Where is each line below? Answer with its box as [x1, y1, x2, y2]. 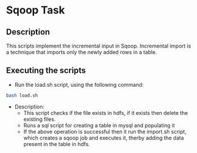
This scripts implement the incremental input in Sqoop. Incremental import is [6, 42, 191, 49]
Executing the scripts [6, 66, 86, 76]
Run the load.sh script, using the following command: [14, 81, 144, 88]
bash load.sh [6, 92, 38, 98]
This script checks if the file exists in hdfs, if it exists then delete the [23, 109, 188, 116]
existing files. [23, 115, 56, 123]
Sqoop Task [6, 4, 65, 17]
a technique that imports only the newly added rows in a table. [6, 49, 157, 56]
